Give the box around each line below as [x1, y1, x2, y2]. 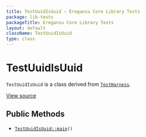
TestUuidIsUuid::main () [14, 126, 73, 132]
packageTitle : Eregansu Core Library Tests [6, 19, 114, 25]
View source [6, 92, 36, 99]
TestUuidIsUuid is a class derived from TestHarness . [6, 81, 131, 88]
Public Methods [6, 109, 65, 119]
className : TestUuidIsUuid [6, 31, 72, 36]
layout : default [6, 25, 46, 31]
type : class [6, 36, 35, 42]
